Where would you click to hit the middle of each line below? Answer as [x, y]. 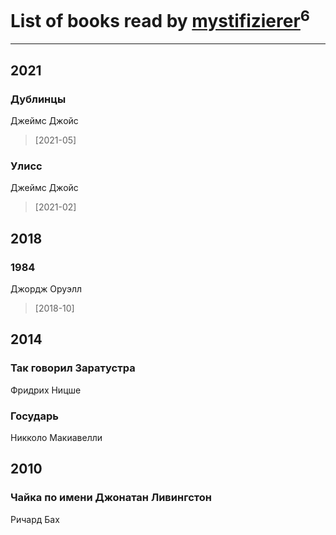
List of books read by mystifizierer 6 [160, 19]
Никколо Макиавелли [56, 437]
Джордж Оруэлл [46, 288]
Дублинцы [38, 99]
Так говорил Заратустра [73, 368]
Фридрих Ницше [46, 390]
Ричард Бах [35, 519]
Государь [35, 416]
